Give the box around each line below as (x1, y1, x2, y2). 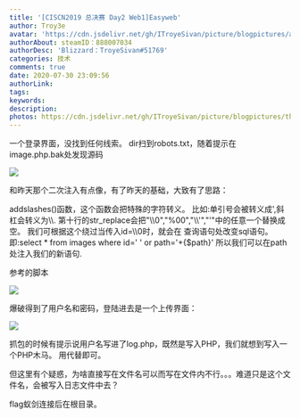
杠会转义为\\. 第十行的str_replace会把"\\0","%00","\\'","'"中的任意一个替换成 (9, 215, 286, 225)
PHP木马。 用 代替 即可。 (16, 349, 106, 361)
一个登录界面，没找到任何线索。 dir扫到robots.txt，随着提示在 (9, 138, 237, 149)
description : (9, 104, 58, 113)
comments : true (9, 63, 66, 72)
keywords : (9, 95, 46, 105)
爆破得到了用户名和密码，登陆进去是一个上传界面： (9, 303, 197, 314)
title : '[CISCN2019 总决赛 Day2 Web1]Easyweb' (9, 12, 181, 22)
